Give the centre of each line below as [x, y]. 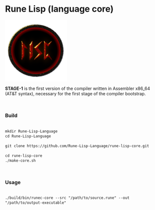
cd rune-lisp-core [24, 156]
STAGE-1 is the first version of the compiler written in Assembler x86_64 [77, 88]
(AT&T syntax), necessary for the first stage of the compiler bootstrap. [76, 93]
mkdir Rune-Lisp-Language [31, 131]
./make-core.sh [20, 160]
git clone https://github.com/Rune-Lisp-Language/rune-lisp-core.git [77, 146]
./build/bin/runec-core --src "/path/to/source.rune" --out [68, 198]
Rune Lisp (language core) [59, 9]
